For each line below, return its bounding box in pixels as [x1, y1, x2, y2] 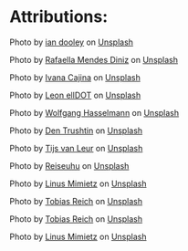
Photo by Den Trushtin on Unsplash [9, 125, 143, 136]
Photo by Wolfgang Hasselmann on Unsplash [9, 107, 180, 118]
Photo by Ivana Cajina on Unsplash [9, 71, 141, 83]
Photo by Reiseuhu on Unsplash [9, 160, 130, 171]
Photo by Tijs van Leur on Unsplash [9, 142, 143, 153]
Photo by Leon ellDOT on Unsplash [9, 89, 141, 100]
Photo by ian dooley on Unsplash [9, 37, 134, 47]
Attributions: [9, 6, 109, 27]
